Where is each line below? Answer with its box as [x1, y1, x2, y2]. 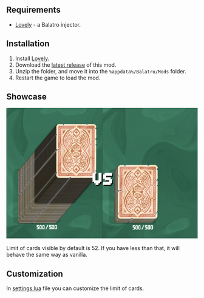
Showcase [6, 92, 47, 102]
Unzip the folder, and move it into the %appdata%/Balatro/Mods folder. [15, 67, 186, 75]
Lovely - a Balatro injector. [15, 21, 81, 28]
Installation [6, 39, 50, 49]
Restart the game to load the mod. [15, 74, 101, 81]
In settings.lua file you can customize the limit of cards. [6, 285, 144, 292]
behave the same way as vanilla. [6, 251, 88, 259]
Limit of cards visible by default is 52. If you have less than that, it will [6, 245, 180, 252]
